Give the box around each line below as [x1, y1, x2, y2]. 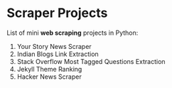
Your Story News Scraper [16, 42, 92, 50]
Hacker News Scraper [16, 72, 82, 81]
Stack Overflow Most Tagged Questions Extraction [16, 57, 166, 65]
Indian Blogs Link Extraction [16, 50, 99, 58]
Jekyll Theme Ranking [16, 65, 82, 73]
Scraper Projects [6, 5, 108, 21]
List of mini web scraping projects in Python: [6, 28, 139, 37]
